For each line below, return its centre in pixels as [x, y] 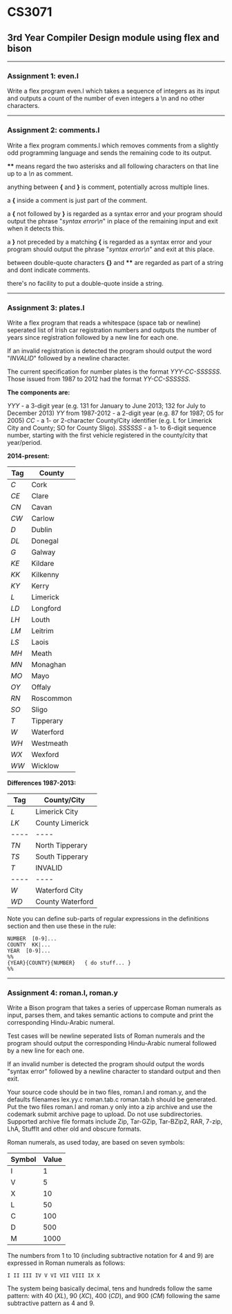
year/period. [25, 442]
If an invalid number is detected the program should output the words [106, 1064]
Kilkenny [45, 574]
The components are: [39, 392]
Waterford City [59, 890]
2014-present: [28, 456]
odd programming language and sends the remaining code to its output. [109, 152]
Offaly [41, 687]
